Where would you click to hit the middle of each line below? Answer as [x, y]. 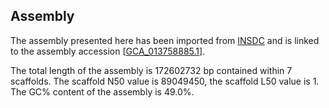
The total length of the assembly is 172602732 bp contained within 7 [151, 70]
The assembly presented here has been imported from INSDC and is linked [165, 40]
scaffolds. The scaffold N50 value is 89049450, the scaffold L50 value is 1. [165, 81]
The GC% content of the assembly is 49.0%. [102, 91]
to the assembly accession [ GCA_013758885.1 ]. [108, 51]
